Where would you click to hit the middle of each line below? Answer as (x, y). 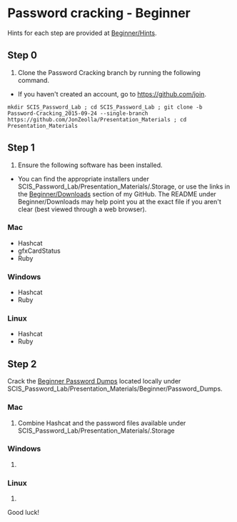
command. (34, 80)
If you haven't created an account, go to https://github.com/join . (112, 94)
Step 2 (22, 364)
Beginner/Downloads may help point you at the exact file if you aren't (119, 201)
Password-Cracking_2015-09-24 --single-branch (78, 113)
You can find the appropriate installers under (84, 179)
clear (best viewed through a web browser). (82, 209)
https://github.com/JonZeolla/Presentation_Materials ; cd (97, 119)
